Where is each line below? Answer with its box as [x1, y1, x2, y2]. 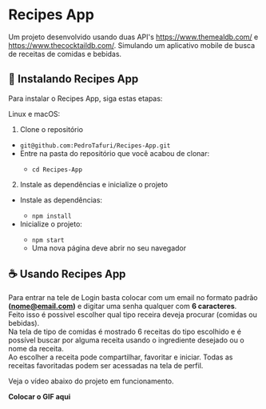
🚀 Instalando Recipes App [8, 72, 139, 86]
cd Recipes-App [31, 166, 82, 174]
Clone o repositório [19, 124, 84, 134]
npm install [31, 212, 72, 220]
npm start [31, 236, 66, 244]
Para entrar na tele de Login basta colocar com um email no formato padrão [8, 292, 258, 302]
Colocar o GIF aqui [8, 391, 71, 401]
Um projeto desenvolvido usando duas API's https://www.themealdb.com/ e [8, 32, 259, 42]
